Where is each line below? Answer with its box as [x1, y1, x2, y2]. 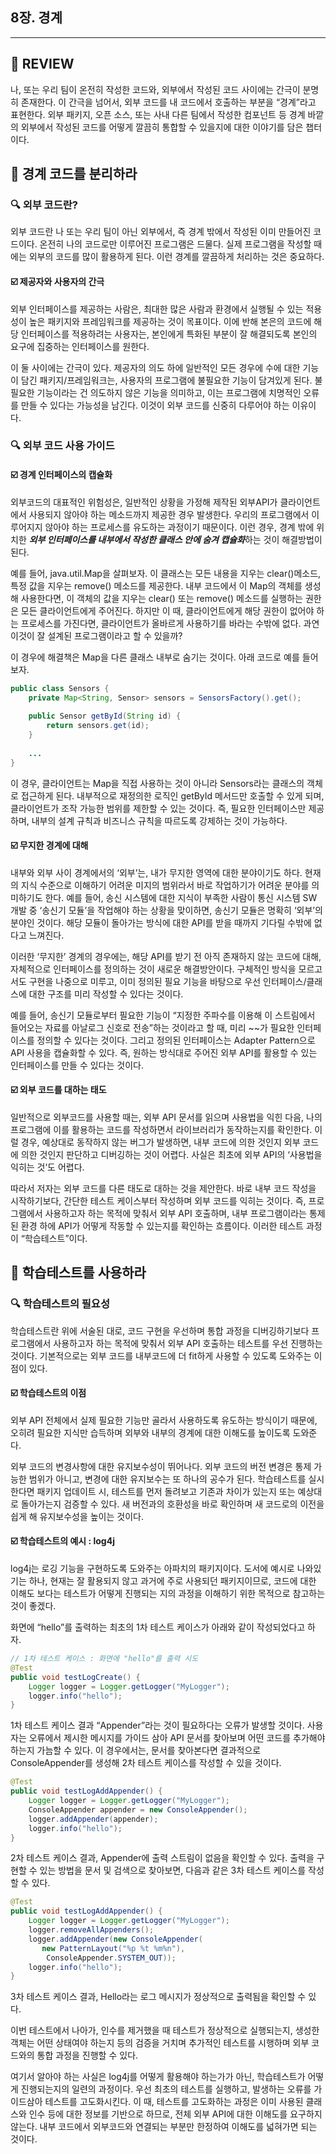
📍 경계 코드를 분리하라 [10, 166, 138, 183]
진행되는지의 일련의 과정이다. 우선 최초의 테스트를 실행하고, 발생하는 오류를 [20, 2083, 312, 2095]
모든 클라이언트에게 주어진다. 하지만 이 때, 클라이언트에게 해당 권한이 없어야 [20, 604, 315, 617]
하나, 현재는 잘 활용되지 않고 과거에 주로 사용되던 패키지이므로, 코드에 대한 [28, 1575, 317, 1587]
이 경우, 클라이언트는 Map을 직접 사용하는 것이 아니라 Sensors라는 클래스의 [10, 777, 305, 789]
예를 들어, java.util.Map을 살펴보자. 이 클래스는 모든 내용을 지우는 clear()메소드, [10, 567, 322, 579]
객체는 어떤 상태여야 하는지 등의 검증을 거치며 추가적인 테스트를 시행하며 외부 [10, 2037, 310, 2049]
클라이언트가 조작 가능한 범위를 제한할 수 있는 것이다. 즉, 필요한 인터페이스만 [10, 802, 307, 814]
